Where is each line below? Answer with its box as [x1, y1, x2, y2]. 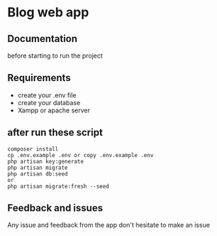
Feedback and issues [7, 202, 104, 214]
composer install [7, 145, 59, 153]
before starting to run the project [7, 51, 103, 60]
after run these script [7, 127, 103, 139]
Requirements [7, 72, 71, 84]
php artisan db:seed [7, 170, 69, 178]
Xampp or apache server [17, 106, 91, 114]
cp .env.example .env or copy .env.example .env [7, 151, 154, 159]
